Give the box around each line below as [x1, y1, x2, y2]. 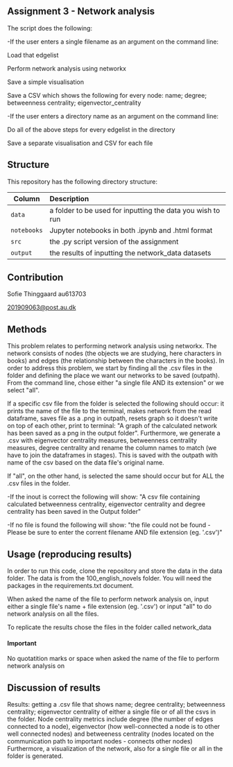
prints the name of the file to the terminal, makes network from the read [7, 407, 212, 415]
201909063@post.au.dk [7, 303, 76, 311]
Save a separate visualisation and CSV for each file [7, 139, 153, 147]
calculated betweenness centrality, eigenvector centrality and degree [7, 500, 206, 508]
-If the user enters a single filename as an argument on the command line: [7, 37, 219, 46]
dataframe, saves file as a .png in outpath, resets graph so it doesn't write [7, 414, 218, 422]
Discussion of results [7, 682, 101, 693]
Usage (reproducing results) [7, 548, 132, 560]
